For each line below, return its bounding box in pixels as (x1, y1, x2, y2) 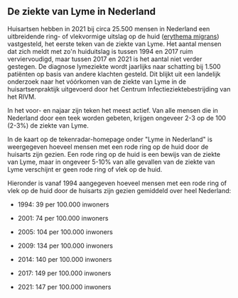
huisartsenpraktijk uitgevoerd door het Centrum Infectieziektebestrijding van (7, 84, 231, 93)
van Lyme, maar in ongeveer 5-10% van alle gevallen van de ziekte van (7, 158, 215, 166)
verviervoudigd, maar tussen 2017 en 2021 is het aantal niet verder (7, 55, 202, 63)
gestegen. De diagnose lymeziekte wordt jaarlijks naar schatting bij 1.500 (7, 62, 222, 70)
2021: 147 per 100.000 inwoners (17, 282, 112, 291)
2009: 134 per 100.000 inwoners (17, 241, 114, 250)
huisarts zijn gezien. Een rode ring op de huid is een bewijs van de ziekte (7, 150, 221, 158)
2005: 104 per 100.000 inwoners (17, 227, 114, 236)
